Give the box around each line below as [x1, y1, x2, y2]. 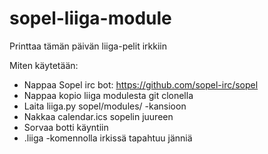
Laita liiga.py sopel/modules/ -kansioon [23, 100, 187, 112]
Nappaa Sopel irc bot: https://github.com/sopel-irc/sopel [23, 78, 259, 91]
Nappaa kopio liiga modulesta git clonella [23, 89, 194, 101]
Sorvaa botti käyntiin [23, 121, 109, 133]
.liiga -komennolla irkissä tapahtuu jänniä [23, 132, 193, 144]
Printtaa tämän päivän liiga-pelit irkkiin [9, 40, 167, 52]
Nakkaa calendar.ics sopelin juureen [23, 110, 174, 122]
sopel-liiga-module [9, 7, 172, 30]
